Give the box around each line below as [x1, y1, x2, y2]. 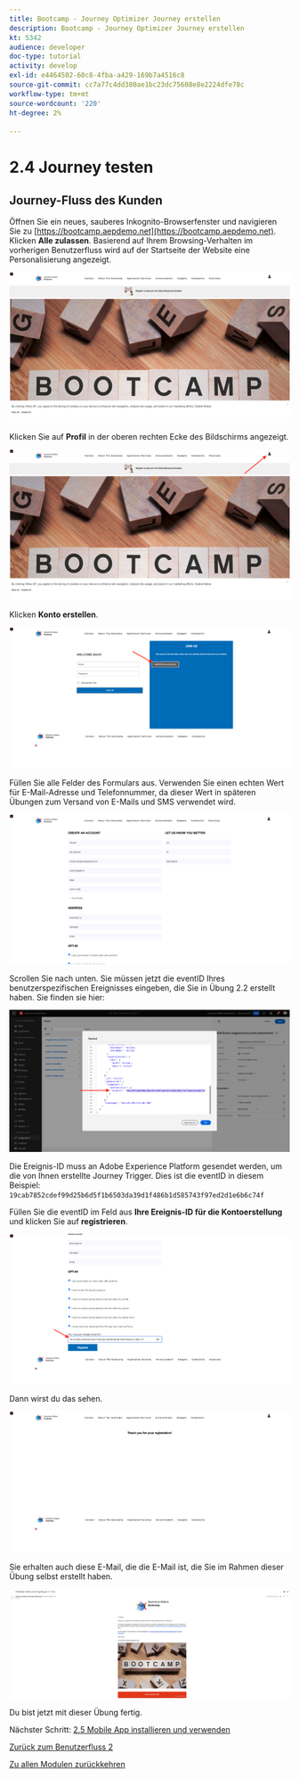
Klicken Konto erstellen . [9, 609, 99, 620]
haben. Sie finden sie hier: [9, 992, 105, 1003]
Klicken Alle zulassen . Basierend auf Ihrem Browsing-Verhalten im [9, 235, 254, 246]
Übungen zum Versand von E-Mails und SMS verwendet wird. [9, 796, 236, 807]
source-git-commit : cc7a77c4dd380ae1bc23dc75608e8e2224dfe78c [9, 80, 245, 89]
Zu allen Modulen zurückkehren [9, 1758, 126, 1769]
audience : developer [9, 43, 86, 52]
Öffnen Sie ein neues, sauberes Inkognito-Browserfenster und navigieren [9, 217, 278, 227]
